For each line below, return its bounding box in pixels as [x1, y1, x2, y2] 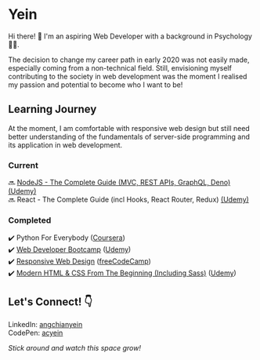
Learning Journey [8, 103, 97, 116]
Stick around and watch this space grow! [8, 344, 141, 353]
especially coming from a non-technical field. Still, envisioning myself [8, 63, 233, 72]
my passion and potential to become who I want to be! [8, 80, 183, 89]
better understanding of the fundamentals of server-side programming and [8, 132, 251, 141]
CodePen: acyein [8, 328, 63, 338]
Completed [8, 214, 52, 225]
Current [8, 159, 39, 170]
